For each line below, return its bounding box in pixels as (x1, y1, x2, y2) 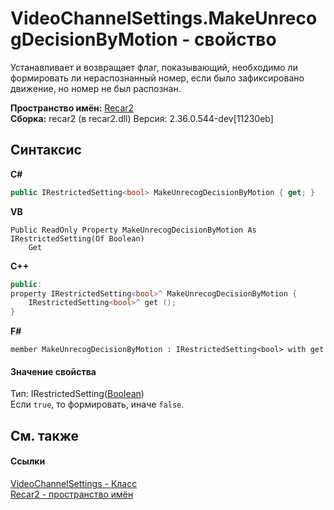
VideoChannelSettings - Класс (10, 477, 138, 489)
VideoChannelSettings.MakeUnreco (10, 7, 318, 30)
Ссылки (10, 455, 46, 467)
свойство (194, 28, 277, 51)
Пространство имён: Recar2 (10, 102, 135, 114)
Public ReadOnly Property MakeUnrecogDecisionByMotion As (10, 225, 257, 235)
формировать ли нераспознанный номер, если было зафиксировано (10, 72, 305, 84)
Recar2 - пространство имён (10, 488, 134, 500)
